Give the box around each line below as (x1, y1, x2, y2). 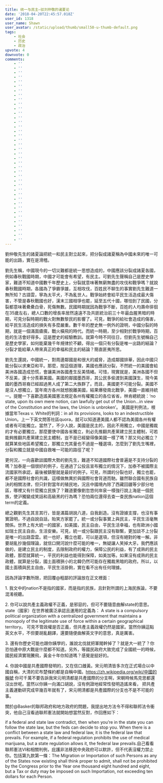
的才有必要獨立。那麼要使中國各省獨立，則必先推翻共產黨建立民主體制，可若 (5, 429, 158, 434)
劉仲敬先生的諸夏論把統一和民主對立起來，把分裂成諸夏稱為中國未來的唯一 (5, 251, 154, 257)
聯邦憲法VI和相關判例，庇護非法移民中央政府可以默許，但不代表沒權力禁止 (5, 747, 154, 752)
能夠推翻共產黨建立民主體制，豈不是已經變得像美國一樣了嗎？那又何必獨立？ (5, 435, 158, 441)
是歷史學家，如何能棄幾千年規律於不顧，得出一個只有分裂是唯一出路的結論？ (5, 340, 158, 346)
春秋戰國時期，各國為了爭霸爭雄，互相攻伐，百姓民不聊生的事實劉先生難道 (5, 286, 154, 292)
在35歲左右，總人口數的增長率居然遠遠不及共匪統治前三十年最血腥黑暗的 (5, 310, 150, 316)
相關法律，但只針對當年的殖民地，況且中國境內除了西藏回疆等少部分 (13, 482, 149, 487)
